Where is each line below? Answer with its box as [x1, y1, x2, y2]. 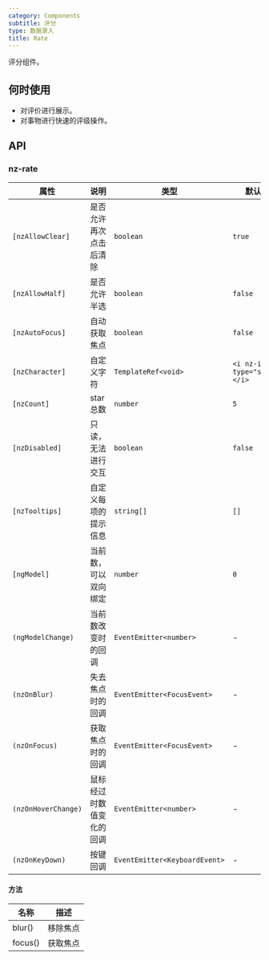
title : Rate [8, 34, 48, 43]
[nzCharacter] [12, 367, 66, 376]
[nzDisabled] [12, 443, 62, 452]
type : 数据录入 [8, 26, 54, 34]
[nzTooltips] [12, 506, 62, 516]
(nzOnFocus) [12, 741, 58, 750]
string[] [114, 506, 147, 516]
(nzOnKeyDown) [12, 855, 66, 865]
